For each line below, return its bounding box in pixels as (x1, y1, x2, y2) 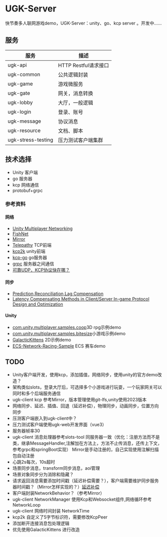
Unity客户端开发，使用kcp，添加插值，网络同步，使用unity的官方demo (12, 371, 158, 377)
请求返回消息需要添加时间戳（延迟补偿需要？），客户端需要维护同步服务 (12, 477, 159, 484)
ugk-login (7, 108, 31, 115)
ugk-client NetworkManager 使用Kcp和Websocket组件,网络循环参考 (12, 496, 152, 502)
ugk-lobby (7, 99, 33, 106)
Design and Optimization (12, 301, 63, 307)
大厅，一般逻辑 (58, 99, 93, 106)
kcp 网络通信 (12, 181, 39, 187)
